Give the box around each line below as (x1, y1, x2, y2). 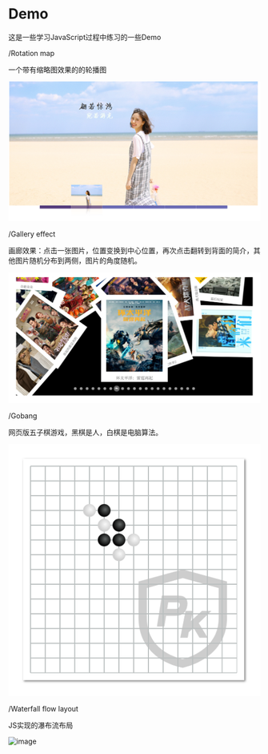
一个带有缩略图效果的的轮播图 (8, 65, 106, 75)
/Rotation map (8, 48, 55, 58)
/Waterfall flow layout (8, 704, 78, 714)
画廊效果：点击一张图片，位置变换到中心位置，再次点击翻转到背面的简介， (8, 246, 254, 255)
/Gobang (8, 411, 38, 421)
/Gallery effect (8, 229, 56, 239)
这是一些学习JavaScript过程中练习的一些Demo (8, 32, 162, 42)
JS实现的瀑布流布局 (8, 720, 74, 730)
